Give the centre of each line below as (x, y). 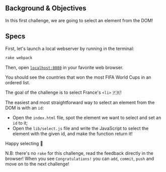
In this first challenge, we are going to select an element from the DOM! (79, 20)
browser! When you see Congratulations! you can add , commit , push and (80, 158)
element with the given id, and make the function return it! (72, 134)
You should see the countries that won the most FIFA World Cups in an (78, 77)
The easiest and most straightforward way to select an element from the (80, 102)
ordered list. (18, 82)
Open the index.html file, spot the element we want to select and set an (87, 118)
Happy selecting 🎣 (24, 143)
